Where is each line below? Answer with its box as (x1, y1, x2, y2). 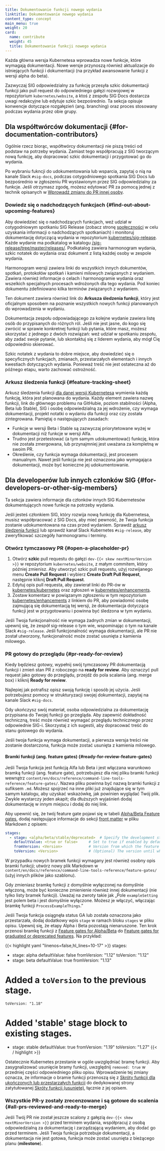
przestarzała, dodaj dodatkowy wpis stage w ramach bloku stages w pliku (5, 917, 154, 923)
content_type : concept (5, 16, 52, 21)
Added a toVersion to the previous (5, 975, 146, 986)
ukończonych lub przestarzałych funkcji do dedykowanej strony (5, 1079, 134, 1085)
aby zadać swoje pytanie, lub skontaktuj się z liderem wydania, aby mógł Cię (5, 336, 160, 342)
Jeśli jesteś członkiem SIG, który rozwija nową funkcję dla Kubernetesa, (5, 511, 150, 517)
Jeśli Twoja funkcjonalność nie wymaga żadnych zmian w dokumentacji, (5, 617, 152, 623)
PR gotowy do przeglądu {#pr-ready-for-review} (5, 651, 123, 658)
